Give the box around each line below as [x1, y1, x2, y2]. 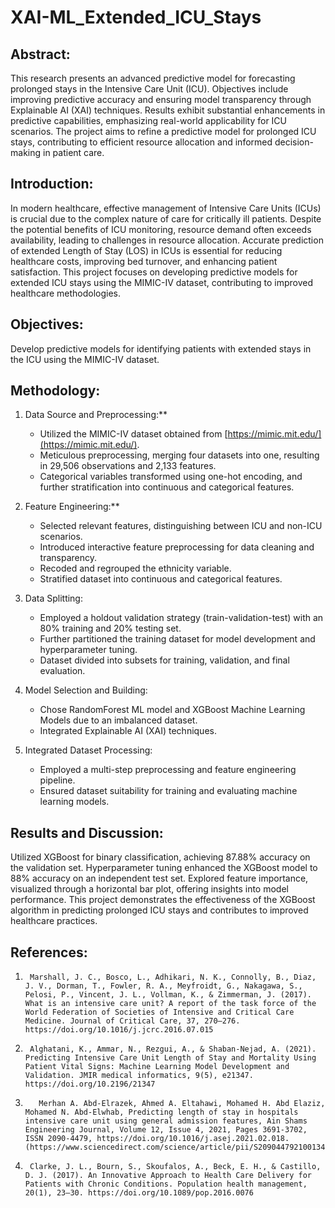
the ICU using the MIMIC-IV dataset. [10, 353, 160, 365]
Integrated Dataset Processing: [24, 744, 153, 756]
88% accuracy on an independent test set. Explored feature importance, [10, 872, 309, 885]
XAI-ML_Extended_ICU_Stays [10, 6, 262, 29]
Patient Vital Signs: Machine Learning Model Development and [24, 1062, 290, 1072]
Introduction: [10, 176, 94, 193]
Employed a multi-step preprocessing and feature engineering [39, 764, 297, 776]
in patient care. [42, 147, 105, 158]
